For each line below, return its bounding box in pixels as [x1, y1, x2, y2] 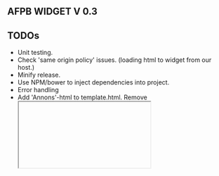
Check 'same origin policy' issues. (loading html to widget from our [17, 56, 212, 64]
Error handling [17, 86, 59, 94]
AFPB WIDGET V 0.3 [7, 6, 98, 18]
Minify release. [17, 70, 61, 80]
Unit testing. [17, 49, 53, 57]
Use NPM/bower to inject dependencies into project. [17, 78, 170, 87]
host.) [17, 63, 35, 72]
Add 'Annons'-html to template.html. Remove [17, 93, 147, 101]
